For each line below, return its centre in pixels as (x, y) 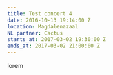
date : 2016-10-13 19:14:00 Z (49, 20)
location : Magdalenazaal (43, 26)
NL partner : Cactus (35, 33)
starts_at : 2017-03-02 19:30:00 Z (57, 40)
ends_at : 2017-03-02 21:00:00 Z (53, 46)
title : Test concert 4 (40, 14)
